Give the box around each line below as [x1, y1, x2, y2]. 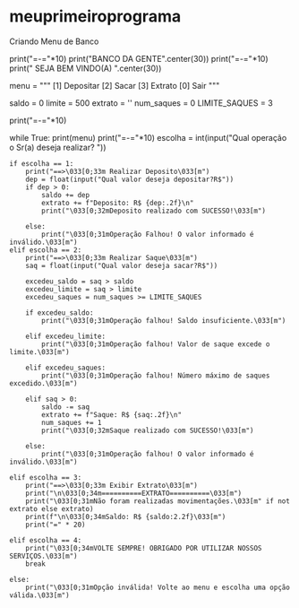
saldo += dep [41, 190, 90, 199]
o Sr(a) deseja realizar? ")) [9, 142, 107, 152]
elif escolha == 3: [9, 473, 82, 482]
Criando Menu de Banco [9, 36, 99, 47]
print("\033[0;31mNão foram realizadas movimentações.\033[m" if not [25, 496, 291, 506]
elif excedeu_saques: [25, 363, 106, 372]
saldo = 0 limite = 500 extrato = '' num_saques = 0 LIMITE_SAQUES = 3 [9, 97, 273, 109]
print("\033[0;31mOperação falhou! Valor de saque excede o [41, 339, 270, 349]
